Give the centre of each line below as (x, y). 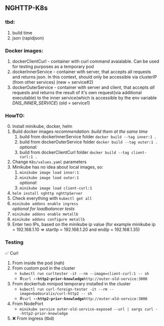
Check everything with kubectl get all (52, 199)
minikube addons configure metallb (48, 220)
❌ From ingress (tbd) (33, 318)
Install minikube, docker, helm (42, 126)
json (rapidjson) (28, 38)
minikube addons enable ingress (45, 204)
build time (22, 33)
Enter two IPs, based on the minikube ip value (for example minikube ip (84, 225)
